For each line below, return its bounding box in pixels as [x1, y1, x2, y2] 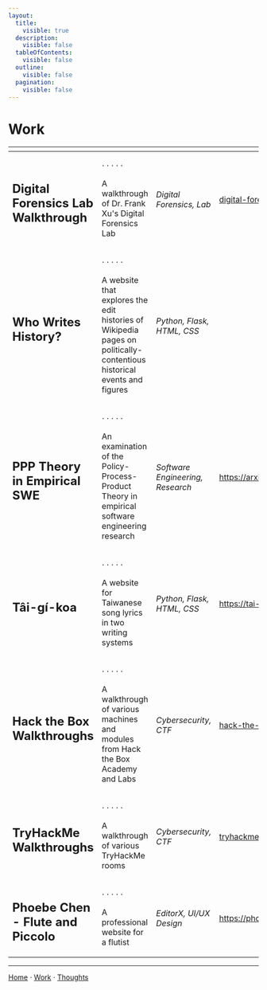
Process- [102, 471, 137, 482]
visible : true [22, 26, 69, 34]
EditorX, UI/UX [156, 908, 211, 919]
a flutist [102, 937, 130, 948]
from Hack [102, 744, 141, 755]
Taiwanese [102, 597, 142, 608]
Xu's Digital [102, 208, 145, 219]
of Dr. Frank [102, 198, 146, 209]
